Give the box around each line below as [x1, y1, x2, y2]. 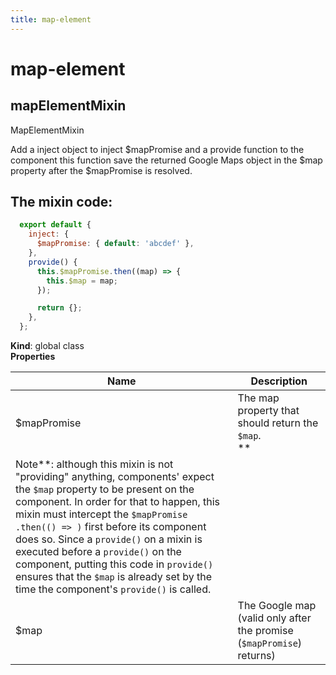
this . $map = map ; [46, 276, 118, 286]
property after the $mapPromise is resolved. [10, 164, 193, 176]
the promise [237, 624, 294, 638]
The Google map [237, 599, 317, 613]
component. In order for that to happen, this [15, 495, 221, 509]
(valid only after [237, 611, 312, 625]
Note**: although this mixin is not [15, 457, 174, 471]
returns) [237, 649, 276, 663]
